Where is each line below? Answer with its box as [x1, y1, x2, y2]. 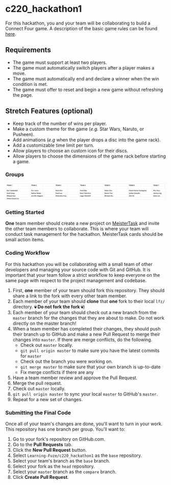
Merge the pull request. [12, 380, 62, 386]
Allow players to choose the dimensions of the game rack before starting [12, 153, 166, 159]
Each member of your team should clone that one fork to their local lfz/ [12, 298, 165, 304]
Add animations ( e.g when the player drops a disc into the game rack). [12, 137, 161, 143]
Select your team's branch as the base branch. [12, 457, 111, 464]
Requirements [5, 46, 51, 54]
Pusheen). [12, 131, 35, 137]
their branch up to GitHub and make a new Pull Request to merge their [12, 331, 160, 337]
